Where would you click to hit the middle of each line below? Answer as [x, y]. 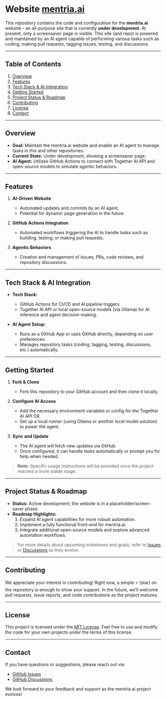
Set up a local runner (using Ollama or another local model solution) [88, 421]
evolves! [14, 694]
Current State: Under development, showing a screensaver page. [79, 156]
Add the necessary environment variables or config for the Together [89, 411]
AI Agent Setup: [29, 324]
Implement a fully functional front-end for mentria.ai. [73, 524]
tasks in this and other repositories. [48, 150]
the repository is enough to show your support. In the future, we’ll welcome [82, 589]
